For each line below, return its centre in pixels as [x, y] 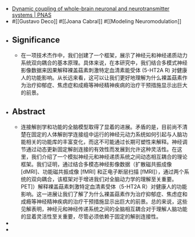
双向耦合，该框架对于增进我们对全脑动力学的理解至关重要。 [104, 179]
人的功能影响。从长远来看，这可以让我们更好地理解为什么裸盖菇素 [101, 78]
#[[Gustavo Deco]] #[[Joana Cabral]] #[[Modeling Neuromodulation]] [97, 21]
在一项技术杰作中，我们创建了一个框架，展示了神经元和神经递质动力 [104, 55]
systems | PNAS [32, 15]
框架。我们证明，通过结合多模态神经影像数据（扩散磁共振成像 [96, 164]
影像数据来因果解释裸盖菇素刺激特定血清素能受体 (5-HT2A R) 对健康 [104, 70]
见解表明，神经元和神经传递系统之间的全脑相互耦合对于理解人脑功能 [104, 209]
